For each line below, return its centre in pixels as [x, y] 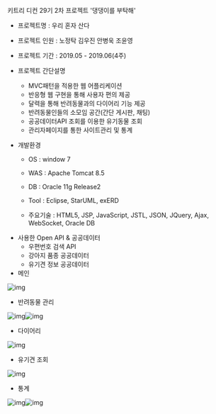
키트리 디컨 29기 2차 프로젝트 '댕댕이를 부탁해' [72, 10]
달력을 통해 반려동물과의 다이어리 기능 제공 [87, 103]
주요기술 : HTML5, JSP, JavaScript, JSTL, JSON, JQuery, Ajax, [118, 215]
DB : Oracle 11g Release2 [64, 187]
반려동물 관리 [36, 302]
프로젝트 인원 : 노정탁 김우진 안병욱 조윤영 [75, 40]
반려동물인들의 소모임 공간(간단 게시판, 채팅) [89, 112]
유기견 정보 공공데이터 [59, 264]
